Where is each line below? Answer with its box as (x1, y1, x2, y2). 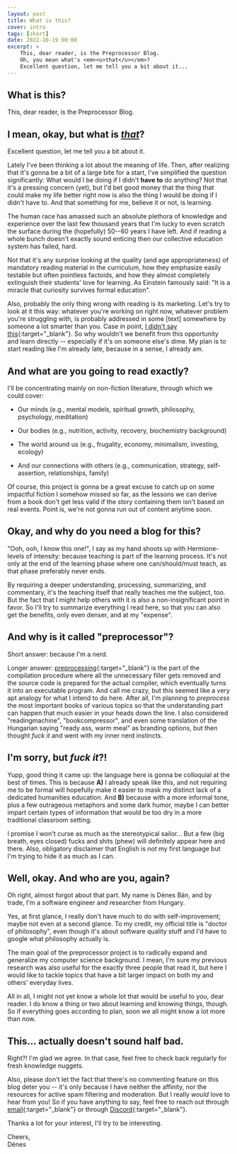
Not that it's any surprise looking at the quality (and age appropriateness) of (7, 256, 229, 264)
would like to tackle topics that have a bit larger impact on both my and (7, 971, 214, 979)
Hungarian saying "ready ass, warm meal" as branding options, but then (7, 723, 218, 732)
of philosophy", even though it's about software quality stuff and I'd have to (7, 927, 227, 936)
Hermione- (187, 544, 219, 552)
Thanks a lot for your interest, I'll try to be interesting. (7, 1119, 163, 1128)
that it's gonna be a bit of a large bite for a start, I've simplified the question (7, 168, 227, 177)
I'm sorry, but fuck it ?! (7, 752, 108, 764)
